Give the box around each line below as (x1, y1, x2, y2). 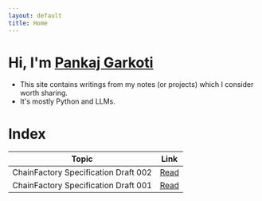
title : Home (8, 19, 48, 27)
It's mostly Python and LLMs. (19, 97, 115, 106)
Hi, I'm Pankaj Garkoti (8, 53, 154, 72)
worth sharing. (19, 89, 68, 98)
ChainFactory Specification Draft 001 (12, 180, 153, 191)
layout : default (8, 11, 62, 20)
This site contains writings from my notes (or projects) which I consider (19, 80, 254, 89)
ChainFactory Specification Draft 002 (12, 167, 153, 178)
